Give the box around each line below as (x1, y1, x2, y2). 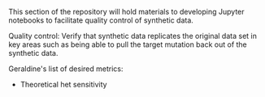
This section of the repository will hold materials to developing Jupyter (8, 7, 245, 16)
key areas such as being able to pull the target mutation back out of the (8, 40, 248, 49)
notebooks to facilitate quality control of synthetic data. (8, 15, 193, 25)
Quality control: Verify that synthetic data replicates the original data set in (8, 32, 258, 40)
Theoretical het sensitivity (20, 80, 107, 89)
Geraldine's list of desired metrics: (8, 64, 124, 74)
